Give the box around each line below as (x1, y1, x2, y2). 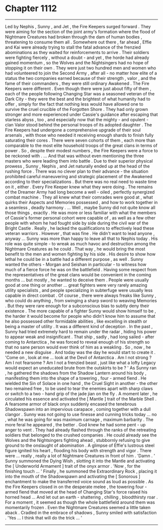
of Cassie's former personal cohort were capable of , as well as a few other (5, 215, 156, 220)
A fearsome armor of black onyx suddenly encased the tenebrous (5, 401, 137, 407)
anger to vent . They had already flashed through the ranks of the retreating (5, 427, 156, 433)
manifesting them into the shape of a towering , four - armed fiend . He (5, 375, 147, 381)
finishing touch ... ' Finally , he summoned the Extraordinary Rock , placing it (5, 468, 157, 474)
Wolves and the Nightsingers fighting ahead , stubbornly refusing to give (5, 437, 150, 443)
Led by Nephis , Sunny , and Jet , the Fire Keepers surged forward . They (5, 23, 151, 29)
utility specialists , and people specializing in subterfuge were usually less (5, 287, 153, 293)
